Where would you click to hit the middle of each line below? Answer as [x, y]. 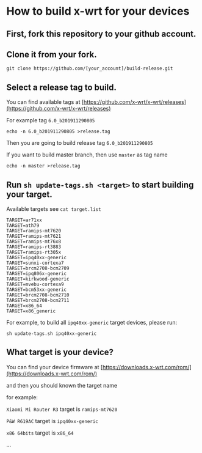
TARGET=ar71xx [24, 220]
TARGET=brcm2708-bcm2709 [38, 268]
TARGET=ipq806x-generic [37, 274]
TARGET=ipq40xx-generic [37, 258]
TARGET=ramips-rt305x [34, 252]
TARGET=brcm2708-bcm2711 [38, 301]
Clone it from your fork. [52, 54]
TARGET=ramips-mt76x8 [34, 242]
